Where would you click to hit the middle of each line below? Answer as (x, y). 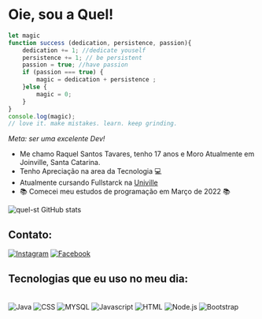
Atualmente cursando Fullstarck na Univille (89, 182)
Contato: (30, 235)
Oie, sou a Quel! (61, 15)
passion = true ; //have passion (75, 65)
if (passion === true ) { (63, 73)
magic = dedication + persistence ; (96, 80)
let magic (24, 36)
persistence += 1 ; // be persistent (83, 58)
